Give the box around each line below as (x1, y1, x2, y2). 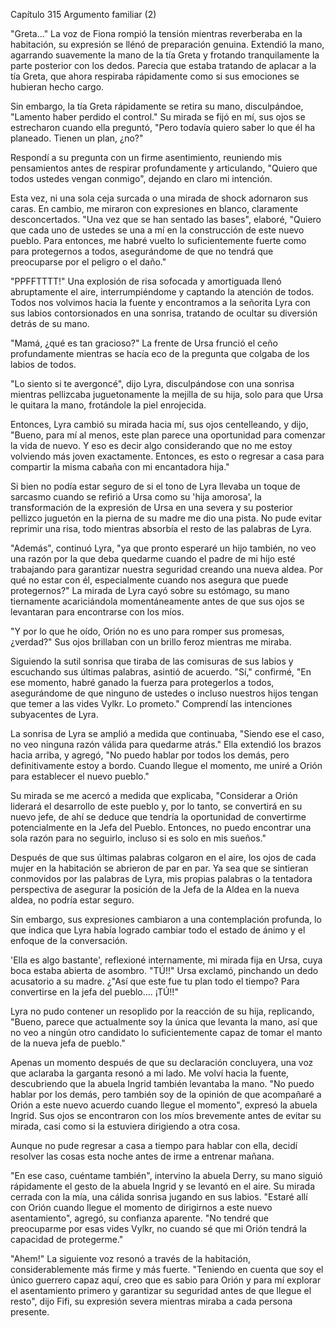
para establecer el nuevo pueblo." (10, 770, 150, 782)
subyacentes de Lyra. (10, 709, 99, 720)
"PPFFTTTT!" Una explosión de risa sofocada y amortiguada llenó (10, 275, 282, 287)
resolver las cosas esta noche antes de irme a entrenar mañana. (10, 1150, 275, 1162)
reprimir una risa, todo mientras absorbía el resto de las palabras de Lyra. (10, 523, 312, 534)
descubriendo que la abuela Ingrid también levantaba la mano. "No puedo (10, 1078, 315, 1089)
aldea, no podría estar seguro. (10, 894, 135, 906)
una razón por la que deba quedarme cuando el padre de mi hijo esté (10, 553, 296, 564)
